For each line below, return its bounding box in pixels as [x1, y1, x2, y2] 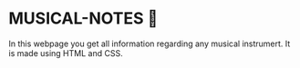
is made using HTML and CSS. [8, 47, 124, 58]
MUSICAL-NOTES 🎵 [8, 8, 159, 29]
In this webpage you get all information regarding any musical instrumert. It [8, 38, 291, 49]
